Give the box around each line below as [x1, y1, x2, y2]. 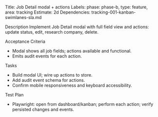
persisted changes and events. [12, 107, 74, 112]
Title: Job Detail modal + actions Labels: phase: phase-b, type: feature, [5, 4, 148, 10]
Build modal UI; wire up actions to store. [12, 72, 93, 78]
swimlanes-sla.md [5, 15, 42, 20]
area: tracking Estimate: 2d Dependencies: [5, 9, 91, 15]
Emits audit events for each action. [12, 53, 82, 59]
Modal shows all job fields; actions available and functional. [12, 48, 132, 54]
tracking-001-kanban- [91, 9, 136, 15]
